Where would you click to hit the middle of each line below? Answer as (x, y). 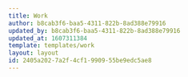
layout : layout (34, 53)
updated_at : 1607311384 (48, 38)
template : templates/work (51, 46)
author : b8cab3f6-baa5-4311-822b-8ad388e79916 (87, 23)
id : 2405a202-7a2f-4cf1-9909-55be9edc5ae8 (80, 61)
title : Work (28, 16)
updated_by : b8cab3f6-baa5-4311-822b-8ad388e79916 (94, 30)
